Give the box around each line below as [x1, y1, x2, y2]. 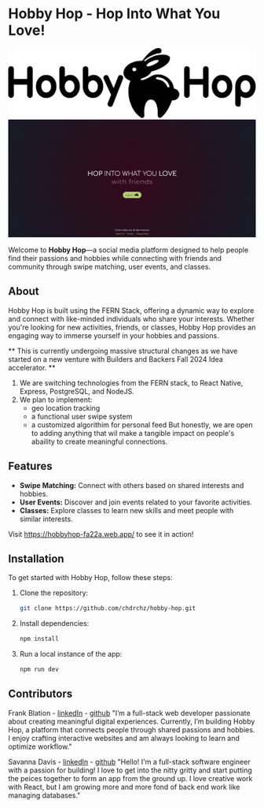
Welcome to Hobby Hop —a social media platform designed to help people [8, 245, 249, 255]
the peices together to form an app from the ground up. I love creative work [8, 773, 253, 783]
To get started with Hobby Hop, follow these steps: [8, 573, 173, 583]
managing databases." [8, 790, 81, 800]
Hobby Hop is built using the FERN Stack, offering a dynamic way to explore [8, 305, 255, 315]
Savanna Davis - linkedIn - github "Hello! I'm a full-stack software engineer [8, 757, 251, 766]
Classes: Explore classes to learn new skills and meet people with [19, 505, 234, 515]
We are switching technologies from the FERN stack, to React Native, [19, 378, 244, 387]
